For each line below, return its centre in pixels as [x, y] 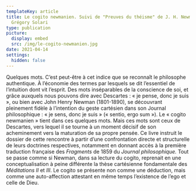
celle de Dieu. [22, 182]
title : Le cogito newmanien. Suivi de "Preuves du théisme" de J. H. [92, 17]
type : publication [28, 28]
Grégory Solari [30, 22]
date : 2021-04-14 [27, 50]
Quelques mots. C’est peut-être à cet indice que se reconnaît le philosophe [96, 77]
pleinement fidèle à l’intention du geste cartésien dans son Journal [86, 108]
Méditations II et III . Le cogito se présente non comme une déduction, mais [96, 170]
